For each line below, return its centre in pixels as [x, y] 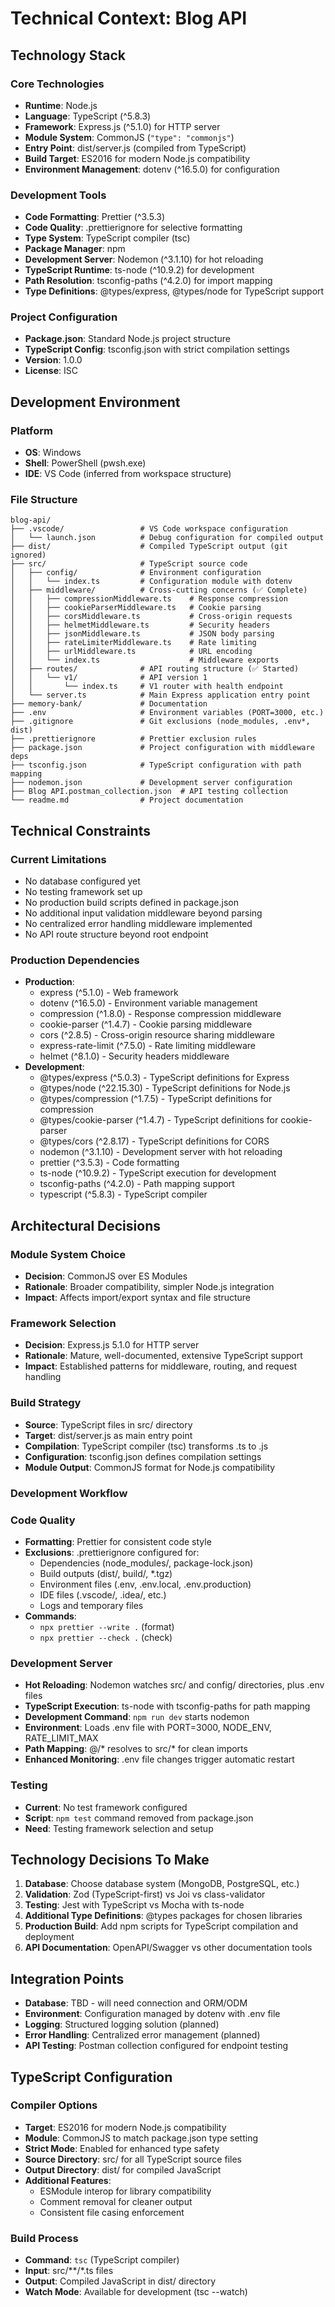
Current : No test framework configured [106, 1807]
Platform [31, 430]
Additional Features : [68, 2180]
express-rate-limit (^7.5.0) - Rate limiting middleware [147, 1046]
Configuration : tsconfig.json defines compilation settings [143, 1456]
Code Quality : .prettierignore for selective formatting [133, 228]
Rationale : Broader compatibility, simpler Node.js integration [149, 1287]
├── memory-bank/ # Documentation [109, 704]
